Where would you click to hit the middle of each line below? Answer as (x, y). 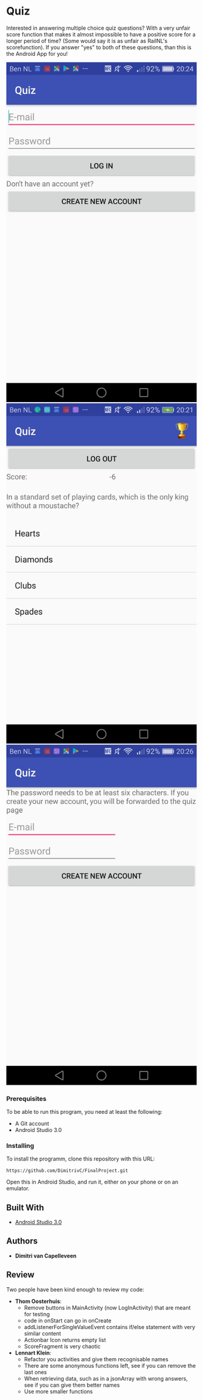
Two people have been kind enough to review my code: (75, 1289)
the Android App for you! (37, 53)
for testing (37, 1314)
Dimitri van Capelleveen (46, 1256)
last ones (35, 1372)
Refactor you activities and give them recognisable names (96, 1359)
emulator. (18, 1188)
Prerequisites (26, 1099)
